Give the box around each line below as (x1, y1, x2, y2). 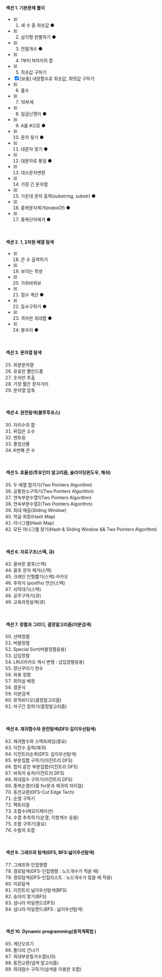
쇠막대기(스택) (13, 587, 42, 593)
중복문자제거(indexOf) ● (20, 205, 70, 211)
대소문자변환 (20, 170, 46, 176)
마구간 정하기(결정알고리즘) (13, 703, 67, 709)
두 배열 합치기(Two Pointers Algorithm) (13, 482, 93, 488)
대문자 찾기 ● (20, 146, 48, 152)
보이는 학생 (20, 268, 43, 274)
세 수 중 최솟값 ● (20, 22, 55, 28)
